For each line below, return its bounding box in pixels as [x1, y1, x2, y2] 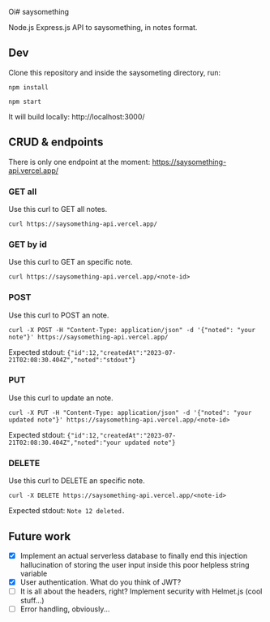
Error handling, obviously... [19, 604, 110, 614]
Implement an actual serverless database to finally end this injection [19, 551, 248, 560]
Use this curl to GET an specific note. [8, 257, 133, 267]
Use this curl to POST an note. [8, 310, 109, 320]
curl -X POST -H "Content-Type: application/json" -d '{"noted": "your [8, 326, 255, 334]
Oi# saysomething [8, 7, 70, 16]
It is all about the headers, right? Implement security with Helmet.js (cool [19, 586, 263, 596]
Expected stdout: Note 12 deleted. [8, 506, 126, 516]
